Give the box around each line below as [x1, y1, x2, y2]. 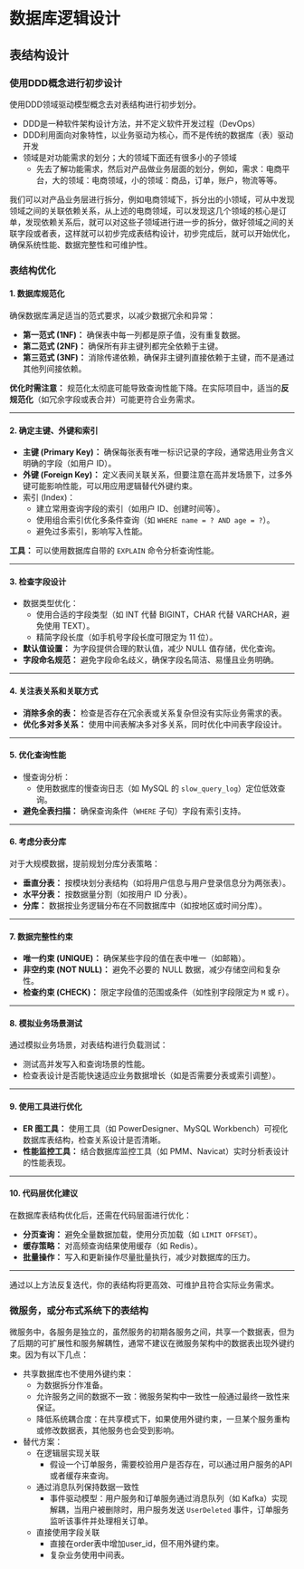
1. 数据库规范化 [9, 288, 65, 299]
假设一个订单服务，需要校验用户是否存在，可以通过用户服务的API [49, 1459, 292, 1470]
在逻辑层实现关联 [35, 1448, 100, 1458]
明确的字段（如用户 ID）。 [22, 458, 117, 469]
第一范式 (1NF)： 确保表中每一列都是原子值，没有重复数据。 [22, 330, 246, 340]
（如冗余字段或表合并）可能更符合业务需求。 [33, 394, 200, 404]
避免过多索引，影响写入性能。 [35, 526, 147, 537]
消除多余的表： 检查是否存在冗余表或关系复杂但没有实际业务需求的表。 [22, 707, 287, 718]
